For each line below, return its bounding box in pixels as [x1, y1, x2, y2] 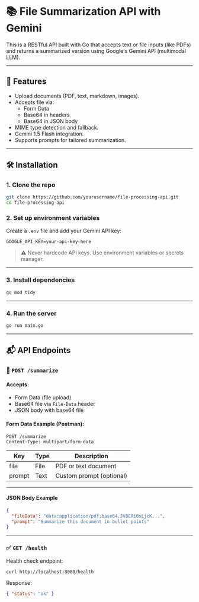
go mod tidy [6, 289, 36, 295]
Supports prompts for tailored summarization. [14, 136, 126, 143]
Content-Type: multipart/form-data [6, 439, 94, 445]
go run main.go [6, 322, 44, 329]
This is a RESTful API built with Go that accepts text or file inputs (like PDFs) [6, 41, 191, 48]
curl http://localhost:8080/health [6, 569, 94, 575]
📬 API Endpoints [6, 345, 71, 355]
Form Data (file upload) [14, 394, 72, 401]
